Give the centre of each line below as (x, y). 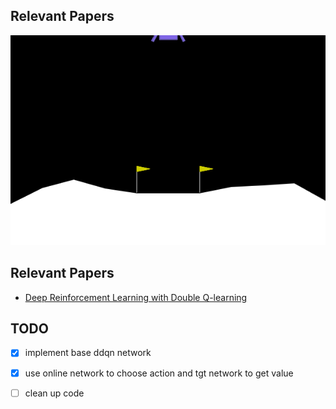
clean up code (54, 393)
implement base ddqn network (88, 353)
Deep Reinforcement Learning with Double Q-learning (136, 297)
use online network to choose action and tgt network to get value (159, 373)
